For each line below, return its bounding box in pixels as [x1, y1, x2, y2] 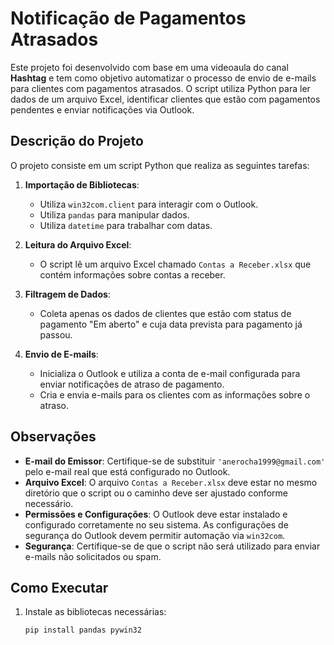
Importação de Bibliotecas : [24, 178, 140, 191]
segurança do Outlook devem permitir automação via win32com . [24, 529, 286, 541]
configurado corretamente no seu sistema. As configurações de [24, 518, 289, 531]
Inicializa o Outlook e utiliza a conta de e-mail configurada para [39, 367, 301, 379]
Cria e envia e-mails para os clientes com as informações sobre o [39, 388, 311, 401]
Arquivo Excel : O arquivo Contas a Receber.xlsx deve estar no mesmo [24, 476, 318, 488]
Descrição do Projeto [10, 133, 144, 150]
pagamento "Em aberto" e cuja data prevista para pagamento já [39, 318, 303, 330]
